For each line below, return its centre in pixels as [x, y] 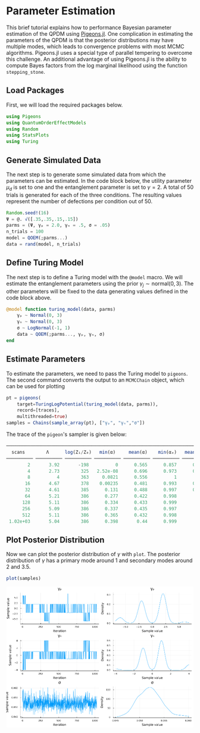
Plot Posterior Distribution [55, 540]
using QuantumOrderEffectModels [46, 123]
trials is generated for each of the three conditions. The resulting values [94, 195]
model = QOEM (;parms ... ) [37, 238]
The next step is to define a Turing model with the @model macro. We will [94, 277]
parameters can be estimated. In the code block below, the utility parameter [99, 180]
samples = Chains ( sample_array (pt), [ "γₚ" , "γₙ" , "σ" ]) [76, 423]
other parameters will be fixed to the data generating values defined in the [97, 291]
